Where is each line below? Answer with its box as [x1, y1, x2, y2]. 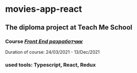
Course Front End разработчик [5, 38, 83, 45]
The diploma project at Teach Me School [5, 23, 133, 32]
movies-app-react [5, 3, 82, 15]
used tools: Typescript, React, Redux [5, 61, 96, 68]
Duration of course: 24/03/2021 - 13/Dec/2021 [5, 49, 100, 55]
